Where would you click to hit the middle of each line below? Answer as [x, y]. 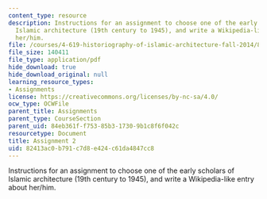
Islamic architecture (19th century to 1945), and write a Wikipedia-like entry [131, 179]
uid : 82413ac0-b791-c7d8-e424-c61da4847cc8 [81, 148]
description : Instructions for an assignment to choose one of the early [133, 23]
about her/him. [32, 188]
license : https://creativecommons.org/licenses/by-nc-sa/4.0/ [113, 97]
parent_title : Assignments [53, 112]
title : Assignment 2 [43, 141]
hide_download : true [43, 67]
